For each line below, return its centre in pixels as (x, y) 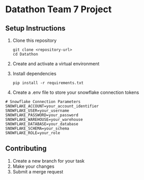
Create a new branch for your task (49, 161)
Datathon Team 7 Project (59, 9)
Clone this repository (35, 40)
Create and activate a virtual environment (56, 64)
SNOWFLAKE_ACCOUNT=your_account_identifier (52, 106)
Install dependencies (35, 73)
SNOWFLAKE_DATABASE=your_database (42, 124)
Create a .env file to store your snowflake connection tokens (76, 92)
